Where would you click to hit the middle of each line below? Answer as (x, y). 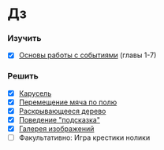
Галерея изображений (56, 129)
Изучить (24, 38)
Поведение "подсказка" (59, 120)
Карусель (35, 93)
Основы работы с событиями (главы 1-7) (88, 55)
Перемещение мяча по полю (68, 102)
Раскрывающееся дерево (62, 111)
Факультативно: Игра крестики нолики (84, 137)
